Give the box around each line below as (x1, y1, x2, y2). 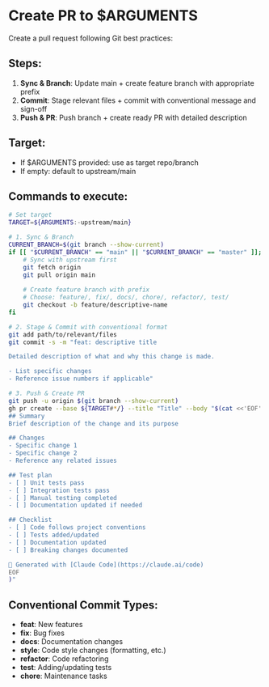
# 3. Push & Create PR (8, 389, 85, 397)
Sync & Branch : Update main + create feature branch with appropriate (19, 78, 254, 87)
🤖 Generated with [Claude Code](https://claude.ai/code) (8, 561, 204, 569)
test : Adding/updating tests (19, 663, 112, 672)
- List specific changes (8, 367, 92, 375)
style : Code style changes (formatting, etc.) (19, 646, 167, 655)
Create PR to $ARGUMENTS (8, 6, 198, 25)
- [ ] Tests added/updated (8, 531, 99, 539)
